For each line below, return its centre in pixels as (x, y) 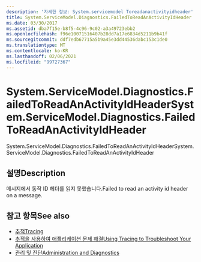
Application (29, 246)
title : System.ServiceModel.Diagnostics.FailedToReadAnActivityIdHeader (99, 17)
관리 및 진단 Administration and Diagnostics (67, 253)
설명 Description (36, 173)
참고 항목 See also (38, 216)
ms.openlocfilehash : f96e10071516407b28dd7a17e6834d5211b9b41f (87, 34)
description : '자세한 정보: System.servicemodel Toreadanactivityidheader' (100, 12)
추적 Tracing (29, 231)
